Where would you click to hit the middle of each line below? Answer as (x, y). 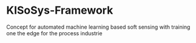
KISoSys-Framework (60, 10)
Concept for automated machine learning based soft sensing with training (98, 27)
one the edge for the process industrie (54, 33)
